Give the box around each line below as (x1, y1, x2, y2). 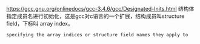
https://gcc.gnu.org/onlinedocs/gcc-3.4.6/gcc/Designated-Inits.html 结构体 (6, 5, 195, 12)
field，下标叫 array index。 (6, 20, 74, 27)
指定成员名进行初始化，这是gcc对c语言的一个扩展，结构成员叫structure (6, 12, 185, 20)
